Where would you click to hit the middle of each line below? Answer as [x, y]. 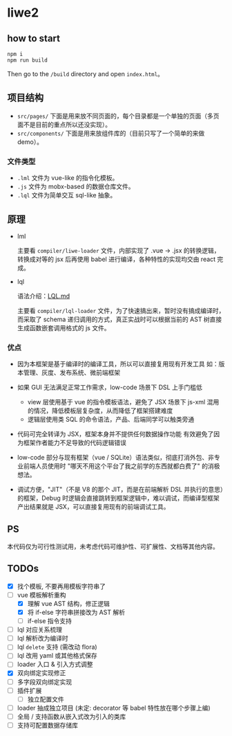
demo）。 [30, 142]
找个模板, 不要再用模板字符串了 [61, 586]
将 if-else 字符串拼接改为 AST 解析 [76, 612]
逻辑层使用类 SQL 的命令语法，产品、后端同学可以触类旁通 [111, 420]
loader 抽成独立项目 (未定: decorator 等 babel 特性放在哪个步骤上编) [114, 708]
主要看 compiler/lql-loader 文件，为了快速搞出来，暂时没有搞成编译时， [121, 310]
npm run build [28, 60]
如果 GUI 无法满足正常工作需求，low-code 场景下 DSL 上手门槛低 [109, 387]
